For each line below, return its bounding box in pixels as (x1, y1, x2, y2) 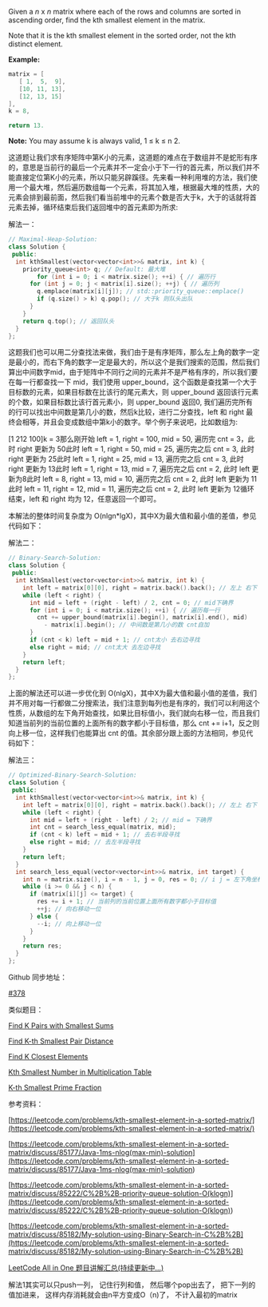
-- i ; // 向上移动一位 (37, 920, 101, 928)
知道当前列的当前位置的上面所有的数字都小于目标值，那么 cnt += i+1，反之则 (8, 718, 260, 728)
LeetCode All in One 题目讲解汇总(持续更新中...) (8, 1263, 164, 1273)
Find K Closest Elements (8, 1052, 89, 1061)
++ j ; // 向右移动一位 (37, 905, 101, 913)
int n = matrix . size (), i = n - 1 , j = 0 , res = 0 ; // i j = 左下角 (22, 875, 251, 884)
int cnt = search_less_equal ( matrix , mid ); (29, 823, 177, 832)
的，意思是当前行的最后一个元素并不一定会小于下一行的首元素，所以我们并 (8, 163, 253, 173)
